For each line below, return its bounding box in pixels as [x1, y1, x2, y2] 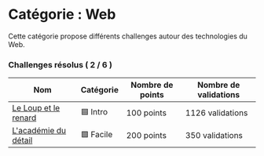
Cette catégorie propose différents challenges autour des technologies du [8, 31, 247, 41]
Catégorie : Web [8, 5, 116, 24]
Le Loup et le [12, 103, 60, 114]
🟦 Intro [80, 106, 108, 117]
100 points [126, 107, 167, 118]
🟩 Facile [80, 129, 113, 140]
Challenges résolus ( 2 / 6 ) [8, 59, 112, 70]
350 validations [185, 130, 244, 141]
